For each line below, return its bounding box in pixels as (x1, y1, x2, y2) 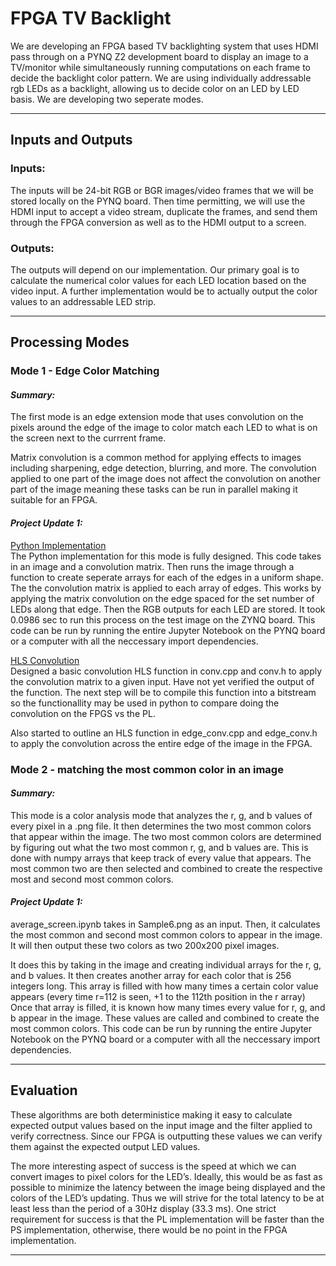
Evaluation (10, 1082, 78, 1099)
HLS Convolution (10, 654, 80, 666)
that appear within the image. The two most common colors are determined (10, 830, 322, 842)
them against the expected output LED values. (10, 1140, 201, 1152)
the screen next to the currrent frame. (10, 432, 167, 444)
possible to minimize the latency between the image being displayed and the (10, 1181, 326, 1193)
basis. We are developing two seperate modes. (10, 93, 204, 105)
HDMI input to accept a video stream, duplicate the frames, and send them (10, 205, 318, 217)
